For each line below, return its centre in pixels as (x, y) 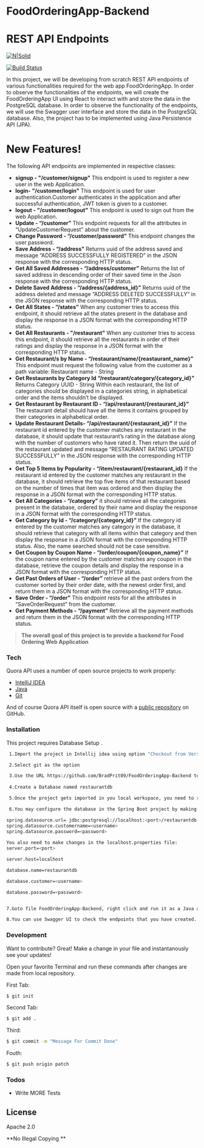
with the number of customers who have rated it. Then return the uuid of (106, 443)
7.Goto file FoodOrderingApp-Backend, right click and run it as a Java (100, 908)
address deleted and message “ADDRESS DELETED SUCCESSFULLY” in (105, 294)
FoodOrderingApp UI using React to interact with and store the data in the (98, 99)
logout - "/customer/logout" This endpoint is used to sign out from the (104, 210)
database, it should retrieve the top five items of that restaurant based (103, 482)
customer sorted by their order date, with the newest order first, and (100, 585)
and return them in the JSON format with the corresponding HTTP (97, 617)
